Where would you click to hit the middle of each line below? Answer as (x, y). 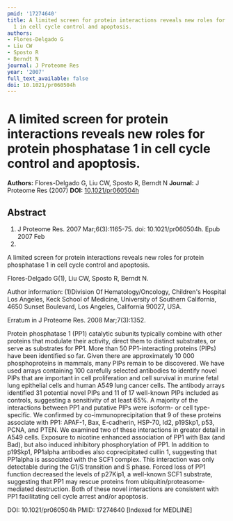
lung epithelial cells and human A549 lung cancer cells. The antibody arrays (116, 385)
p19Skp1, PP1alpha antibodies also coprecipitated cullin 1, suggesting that (112, 452)
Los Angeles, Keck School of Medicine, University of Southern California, (112, 299)
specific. (20, 415)
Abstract (27, 212)
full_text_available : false (48, 78)
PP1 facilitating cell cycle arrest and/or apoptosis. (78, 496)
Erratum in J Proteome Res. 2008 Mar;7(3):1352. (77, 320)
